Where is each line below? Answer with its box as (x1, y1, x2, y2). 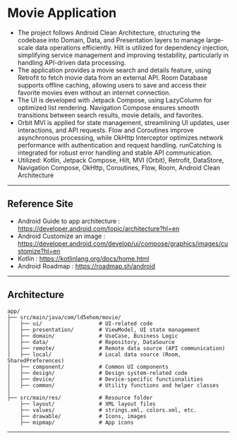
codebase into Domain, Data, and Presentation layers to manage (17, 35, 205, 44)
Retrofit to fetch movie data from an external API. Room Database (17, 73, 208, 82)
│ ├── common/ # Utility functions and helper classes (7, 381, 219, 389)
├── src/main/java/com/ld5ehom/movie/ (7, 314, 121, 321)
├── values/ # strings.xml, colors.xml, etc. (20, 406, 197, 414)
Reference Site (7, 198, 74, 210)
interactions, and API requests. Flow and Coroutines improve (17, 126, 194, 134)
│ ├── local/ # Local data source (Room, (7, 351, 181, 358)
